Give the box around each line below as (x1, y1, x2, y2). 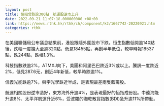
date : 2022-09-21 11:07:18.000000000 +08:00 (5, 16, 98, 21)
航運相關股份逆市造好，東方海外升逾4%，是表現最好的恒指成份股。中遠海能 (5, 90, 159, 96)
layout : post (5, 7, 32, 12)
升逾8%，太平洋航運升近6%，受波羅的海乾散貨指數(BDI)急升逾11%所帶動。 (5, 96, 158, 102)
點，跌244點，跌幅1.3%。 (5, 52, 58, 58)
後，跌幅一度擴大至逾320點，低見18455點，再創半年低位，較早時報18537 (5, 46, 154, 52)
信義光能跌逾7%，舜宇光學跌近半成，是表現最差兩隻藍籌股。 (5, 79, 129, 85)
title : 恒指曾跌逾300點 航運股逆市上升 (5, 12, 79, 17)
